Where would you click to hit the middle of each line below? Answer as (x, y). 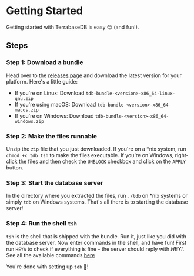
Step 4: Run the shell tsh (42, 224)
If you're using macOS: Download (55, 104)
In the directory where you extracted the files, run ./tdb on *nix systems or (97, 196)
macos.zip (27, 110)
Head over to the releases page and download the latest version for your (94, 75)
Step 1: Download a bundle (45, 62)
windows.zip (29, 121)
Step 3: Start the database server (55, 182)
